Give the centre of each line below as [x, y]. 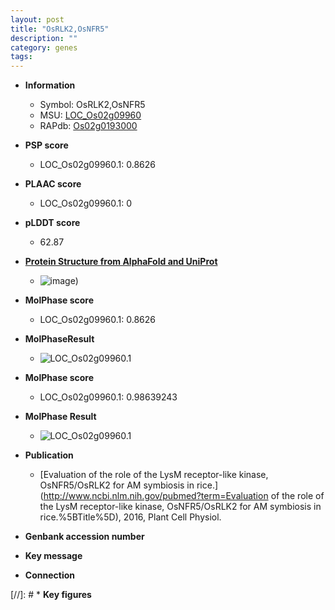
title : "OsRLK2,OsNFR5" [60, 29]
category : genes [44, 47]
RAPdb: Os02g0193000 [88, 126]
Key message [53, 556]
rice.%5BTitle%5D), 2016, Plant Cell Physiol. [130, 517]
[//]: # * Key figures [51, 595]
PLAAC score [53, 184]
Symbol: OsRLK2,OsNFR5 [92, 105]
